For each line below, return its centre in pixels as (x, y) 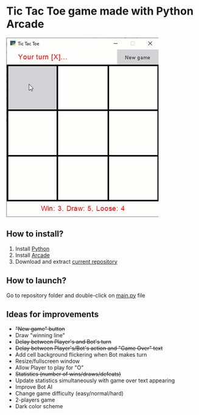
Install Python (32, 249)
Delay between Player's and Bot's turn (63, 342)
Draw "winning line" (40, 335)
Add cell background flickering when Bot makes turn (81, 355)
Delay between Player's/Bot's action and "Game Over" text (89, 348)
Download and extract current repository (66, 261)
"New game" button (40, 329)
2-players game (35, 400)
